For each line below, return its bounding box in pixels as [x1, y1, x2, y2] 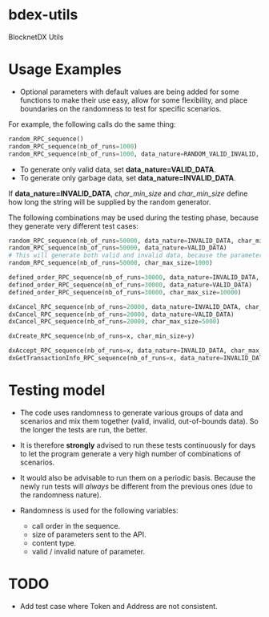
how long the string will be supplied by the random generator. [8, 197, 211, 206]
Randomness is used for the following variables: [19, 505, 179, 515]
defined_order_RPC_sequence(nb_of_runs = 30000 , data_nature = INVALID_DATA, [8, 274, 260, 282]
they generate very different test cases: [8, 221, 139, 230]
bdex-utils [8, 6, 78, 24]
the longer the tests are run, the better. [19, 424, 148, 434]
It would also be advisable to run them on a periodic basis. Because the [19, 473, 256, 482]
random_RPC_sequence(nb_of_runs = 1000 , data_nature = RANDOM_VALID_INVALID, [8, 150, 260, 158]
